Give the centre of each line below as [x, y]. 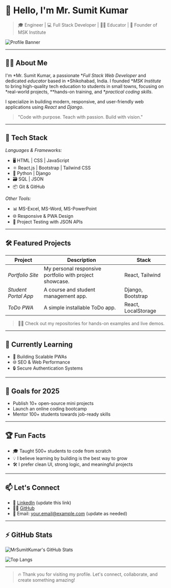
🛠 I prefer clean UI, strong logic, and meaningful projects [73, 464]
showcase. [57, 282]
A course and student [70, 290]
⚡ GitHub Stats [29, 535]
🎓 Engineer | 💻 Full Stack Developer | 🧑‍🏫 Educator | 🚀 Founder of [88, 25]
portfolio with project [69, 275]
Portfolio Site [23, 275]
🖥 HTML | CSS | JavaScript [41, 160]
